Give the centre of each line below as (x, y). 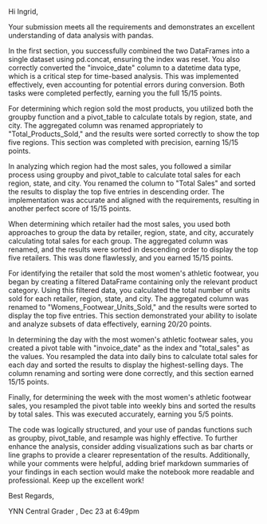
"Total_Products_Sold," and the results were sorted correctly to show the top (134, 134)
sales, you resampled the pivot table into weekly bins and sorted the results (132, 406)
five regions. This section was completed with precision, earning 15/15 (124, 142)
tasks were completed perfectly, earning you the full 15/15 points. (115, 93)
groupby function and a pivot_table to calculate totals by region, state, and (130, 117)
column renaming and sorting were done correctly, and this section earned (131, 373)
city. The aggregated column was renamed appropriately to (106, 125)
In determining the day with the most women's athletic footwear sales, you (131, 339)
